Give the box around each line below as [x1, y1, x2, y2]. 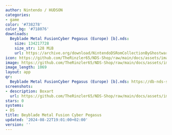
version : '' [5, 122, 31, 127]
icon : [5, 55, 17, 61]
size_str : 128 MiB [14, 46, 54, 51]
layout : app [5, 70, 31, 75]
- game [5, 17, 19, 22]
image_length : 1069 [5, 65, 47, 70]
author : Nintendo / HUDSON [5, 7, 63, 13]
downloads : [5, 31, 29, 36]
